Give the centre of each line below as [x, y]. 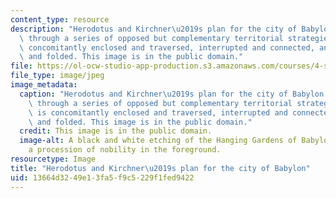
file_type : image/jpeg [57, 76]
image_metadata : [44, 85]
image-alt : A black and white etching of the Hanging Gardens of [158, 141]
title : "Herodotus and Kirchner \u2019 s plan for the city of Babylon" [160, 168]
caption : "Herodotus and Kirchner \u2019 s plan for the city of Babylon [172, 94]
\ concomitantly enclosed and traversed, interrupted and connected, [167, 47]
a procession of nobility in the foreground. [125, 150]
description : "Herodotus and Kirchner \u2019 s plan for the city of [154, 29]
